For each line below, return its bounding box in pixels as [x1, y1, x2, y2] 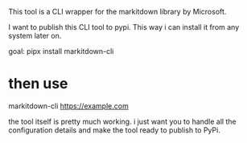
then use [8, 75, 68, 93]
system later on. [8, 31, 62, 40]
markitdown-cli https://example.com [8, 100, 129, 111]
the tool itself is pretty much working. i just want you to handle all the [8, 116, 237, 126]
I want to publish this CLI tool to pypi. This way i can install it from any [8, 22, 240, 31]
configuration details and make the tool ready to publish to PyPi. [8, 125, 221, 135]
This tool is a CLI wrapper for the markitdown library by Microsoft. [8, 7, 227, 16]
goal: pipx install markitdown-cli [8, 47, 114, 55]
